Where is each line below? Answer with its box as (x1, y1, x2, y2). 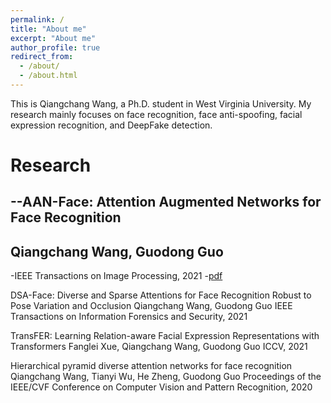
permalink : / (10, 14, 65, 25)
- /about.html (19, 71, 78, 81)
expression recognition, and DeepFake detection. (10, 119, 213, 131)
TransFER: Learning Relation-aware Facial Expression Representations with (10, 330, 320, 342)
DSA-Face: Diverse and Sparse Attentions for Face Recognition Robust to (10, 289, 312, 301)
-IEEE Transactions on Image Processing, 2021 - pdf (10, 270, 223, 282)
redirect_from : (10, 52, 74, 62)
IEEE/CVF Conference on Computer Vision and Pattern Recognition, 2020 (10, 381, 313, 393)
